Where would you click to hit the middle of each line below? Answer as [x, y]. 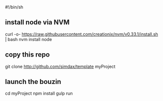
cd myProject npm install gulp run [39, 93]
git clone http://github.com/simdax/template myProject [60, 66]
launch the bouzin [33, 82]
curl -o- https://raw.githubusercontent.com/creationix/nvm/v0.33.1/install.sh [81, 34]
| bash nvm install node [29, 39]
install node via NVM [37, 22]
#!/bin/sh [14, 7]
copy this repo [27, 55]
